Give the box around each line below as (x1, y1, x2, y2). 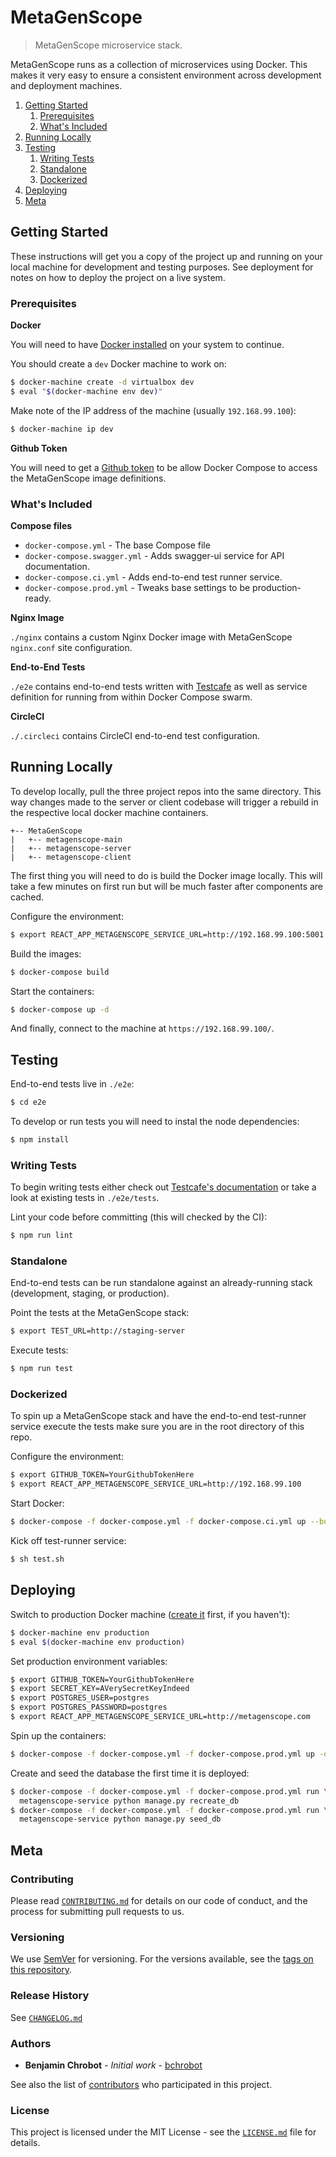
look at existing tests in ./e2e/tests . (10, 1192, 160, 1204)
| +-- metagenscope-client (10, 852, 132, 862)
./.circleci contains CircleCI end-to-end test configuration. (10, 729, 261, 741)
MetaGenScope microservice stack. (34, 39, 183, 51)
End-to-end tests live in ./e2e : (10, 1078, 135, 1090)
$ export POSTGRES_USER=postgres (10, 1693, 150, 1703)
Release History (10, 1989, 90, 2003)
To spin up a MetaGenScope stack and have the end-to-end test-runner (10, 1410, 307, 1422)
